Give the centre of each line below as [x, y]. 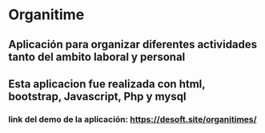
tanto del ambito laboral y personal [97, 56]
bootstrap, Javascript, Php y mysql [97, 97]
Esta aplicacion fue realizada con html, [107, 84]
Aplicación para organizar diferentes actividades [133, 44]
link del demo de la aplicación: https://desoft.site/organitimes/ [133, 119]
